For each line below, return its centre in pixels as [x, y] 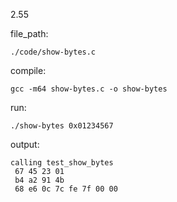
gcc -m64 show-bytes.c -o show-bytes [89, 89]
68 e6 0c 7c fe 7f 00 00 [66, 189]
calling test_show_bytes [62, 163]
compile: [28, 70]
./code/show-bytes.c [53, 52]
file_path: [29, 33]
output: [25, 144]
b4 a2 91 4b [39, 180]
